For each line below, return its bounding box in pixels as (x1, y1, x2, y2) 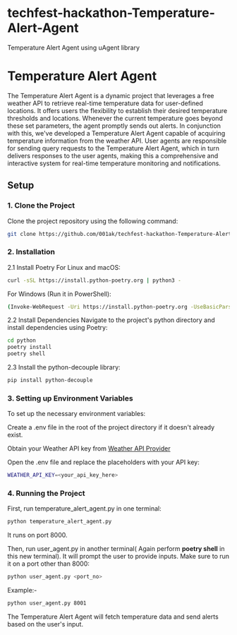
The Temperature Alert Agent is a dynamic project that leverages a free (7, 91, 214, 100)
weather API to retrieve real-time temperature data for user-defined (7, 99, 203, 107)
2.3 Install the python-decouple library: (7, 363, 121, 372)
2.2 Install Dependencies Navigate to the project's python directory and (7, 316, 215, 324)
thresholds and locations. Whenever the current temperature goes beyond (7, 114, 224, 122)
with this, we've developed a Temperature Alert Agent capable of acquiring (7, 129, 226, 137)
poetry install (7, 344, 52, 351)
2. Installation (7, 247, 55, 257)
